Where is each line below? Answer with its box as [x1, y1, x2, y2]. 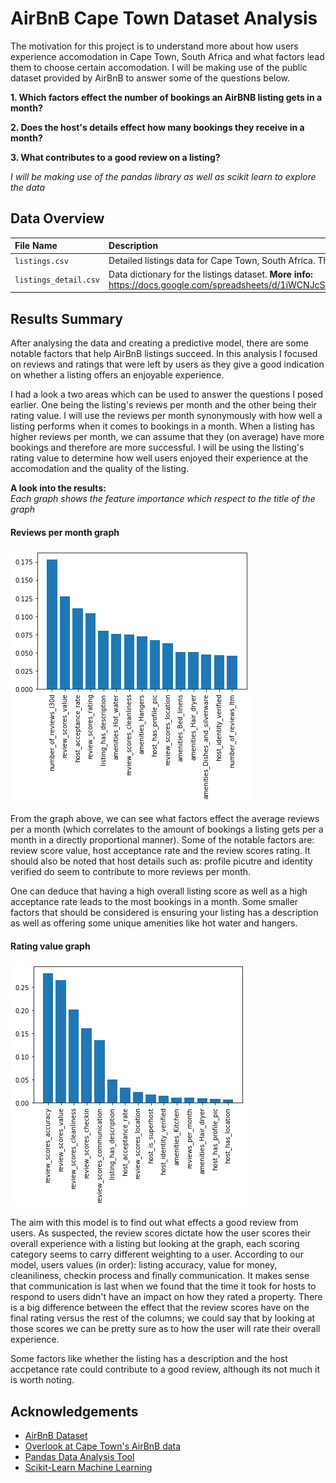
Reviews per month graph [10, 526, 120, 538]
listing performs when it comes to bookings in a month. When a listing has [10, 420, 315, 432]
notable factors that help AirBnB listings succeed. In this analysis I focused [10, 348, 318, 360]
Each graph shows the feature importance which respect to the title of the [10, 493, 316, 505]
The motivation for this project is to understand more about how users [10, 40, 299, 52]
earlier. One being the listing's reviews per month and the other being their [10, 399, 317, 411]
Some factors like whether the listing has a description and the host [10, 1353, 288, 1365]
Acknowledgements [10, 1403, 139, 1420]
